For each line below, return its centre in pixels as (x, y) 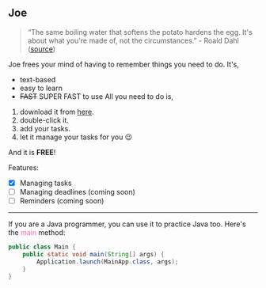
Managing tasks (46, 183)
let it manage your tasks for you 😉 (76, 137)
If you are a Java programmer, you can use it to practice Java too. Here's (127, 224)
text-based (38, 79)
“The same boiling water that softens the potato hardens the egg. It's (140, 32)
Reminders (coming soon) (62, 200)
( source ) (42, 49)
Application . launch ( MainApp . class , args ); (108, 261)
